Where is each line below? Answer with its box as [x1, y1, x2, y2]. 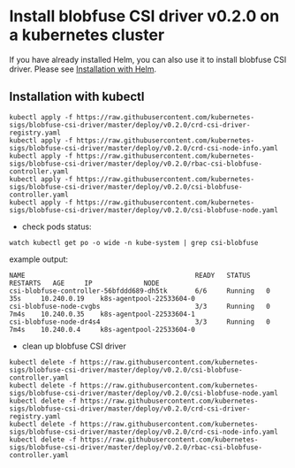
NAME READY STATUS [9, 271, 251, 280]
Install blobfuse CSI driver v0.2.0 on [9, 6, 280, 27]
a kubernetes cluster [9, 25, 165, 45]
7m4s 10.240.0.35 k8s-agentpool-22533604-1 [9, 310, 196, 318]
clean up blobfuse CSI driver [21, 341, 126, 351]
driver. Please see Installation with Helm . [9, 64, 157, 74]
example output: [9, 254, 69, 265]
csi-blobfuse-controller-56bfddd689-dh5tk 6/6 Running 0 [9, 286, 271, 295]
